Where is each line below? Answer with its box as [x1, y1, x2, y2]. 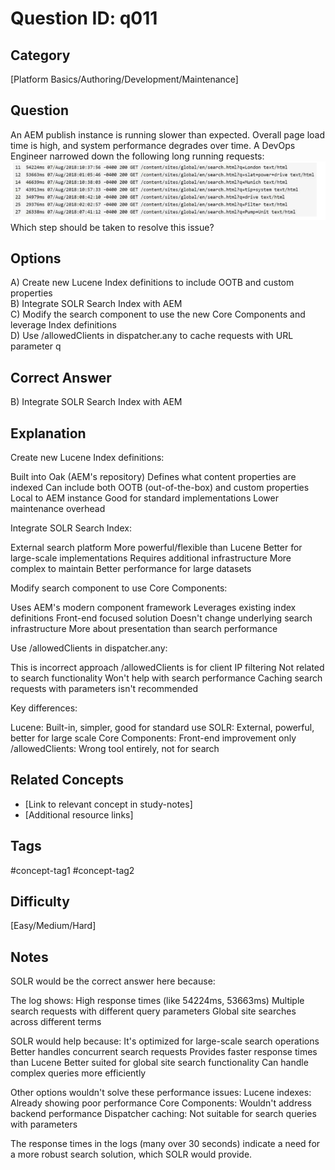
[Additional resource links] [24, 808, 134, 821]
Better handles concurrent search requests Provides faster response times [10, 1046, 318, 1058]
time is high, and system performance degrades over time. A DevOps [10, 139, 296, 151]
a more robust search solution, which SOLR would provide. [10, 1148, 253, 1161]
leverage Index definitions [10, 319, 117, 331]
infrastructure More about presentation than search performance [10, 622, 278, 634]
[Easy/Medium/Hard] [10, 920, 97, 932]
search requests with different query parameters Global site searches [10, 1005, 297, 1017]
